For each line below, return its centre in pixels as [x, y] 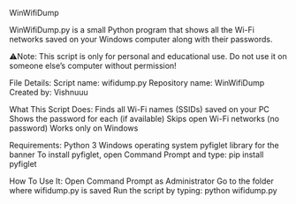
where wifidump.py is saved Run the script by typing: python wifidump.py [143, 190]
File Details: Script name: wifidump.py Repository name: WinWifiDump [137, 83]
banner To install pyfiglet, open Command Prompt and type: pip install [137, 155]
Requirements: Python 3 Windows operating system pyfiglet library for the [144, 145]
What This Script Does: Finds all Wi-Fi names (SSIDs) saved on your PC [139, 109]
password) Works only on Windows [74, 128]
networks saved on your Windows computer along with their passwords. [141, 39]
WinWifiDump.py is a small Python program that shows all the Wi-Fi [132, 30]
